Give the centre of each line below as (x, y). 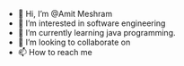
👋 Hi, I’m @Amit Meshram (65, 14)
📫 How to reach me (55, 52)
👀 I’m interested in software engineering (92, 23)
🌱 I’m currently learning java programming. (96, 33)
